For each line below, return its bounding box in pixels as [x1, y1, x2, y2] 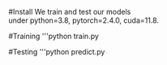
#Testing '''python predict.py [8, 47, 105, 56]
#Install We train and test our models [8, 7, 131, 16]
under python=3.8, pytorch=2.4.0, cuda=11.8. [8, 15, 160, 25]
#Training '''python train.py [8, 32, 100, 41]
